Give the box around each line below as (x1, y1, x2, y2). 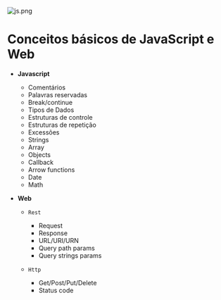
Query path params (38, 244, 95, 252)
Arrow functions (27, 165, 75, 174)
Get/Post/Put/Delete (38, 278, 97, 287)
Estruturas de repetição (27, 120, 96, 129)
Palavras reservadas (27, 90, 88, 99)
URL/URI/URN (38, 236, 79, 244)
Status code (38, 286, 74, 294)
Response (38, 229, 68, 237)
